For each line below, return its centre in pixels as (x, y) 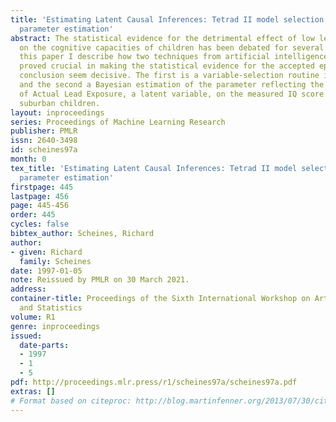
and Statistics (51, 308)
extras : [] (33, 391)
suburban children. (60, 103)
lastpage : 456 (40, 196)
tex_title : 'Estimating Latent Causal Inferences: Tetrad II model (154, 168)
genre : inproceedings (55, 326)
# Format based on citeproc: (71, 401)
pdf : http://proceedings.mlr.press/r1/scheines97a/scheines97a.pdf (154, 382)
